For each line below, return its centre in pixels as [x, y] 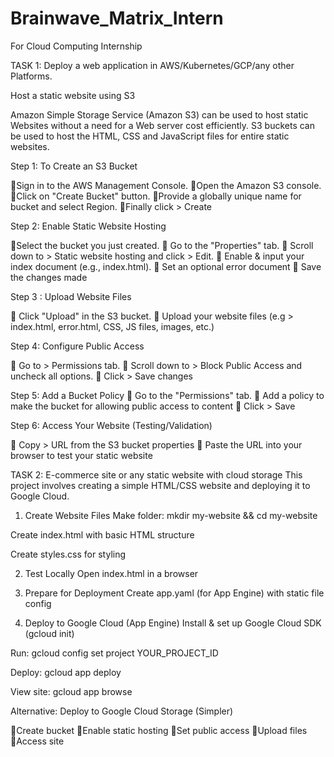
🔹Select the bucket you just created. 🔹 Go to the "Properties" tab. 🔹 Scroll [162, 245]
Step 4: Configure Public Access [77, 346]
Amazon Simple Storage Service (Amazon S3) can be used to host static [159, 114]
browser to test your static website [81, 455]
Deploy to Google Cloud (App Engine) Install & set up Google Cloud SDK [173, 623]
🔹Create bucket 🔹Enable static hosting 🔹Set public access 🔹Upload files [159, 730]
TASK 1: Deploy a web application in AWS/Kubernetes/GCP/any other [152, 65]
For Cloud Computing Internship [76, 46]
